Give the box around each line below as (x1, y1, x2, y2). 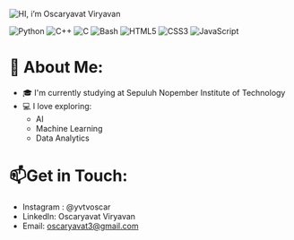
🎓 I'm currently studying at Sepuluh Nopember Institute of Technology (22, 87, 286, 98)
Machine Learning (35, 123, 103, 133)
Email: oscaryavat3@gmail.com (22, 220, 139, 231)
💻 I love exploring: (22, 100, 92, 111)
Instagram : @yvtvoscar (22, 201, 111, 212)
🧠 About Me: (9, 57, 104, 78)
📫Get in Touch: (9, 166, 128, 186)
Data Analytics (35, 133, 90, 143)
